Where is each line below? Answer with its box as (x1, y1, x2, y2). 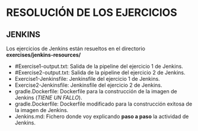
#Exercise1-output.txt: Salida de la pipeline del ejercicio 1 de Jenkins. (14, 63, 184, 70)
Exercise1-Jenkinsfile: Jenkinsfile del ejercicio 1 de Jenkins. (14, 76, 160, 82)
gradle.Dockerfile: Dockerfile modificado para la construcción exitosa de (14, 100, 193, 107)
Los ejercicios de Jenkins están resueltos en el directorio (6, 45, 145, 52)
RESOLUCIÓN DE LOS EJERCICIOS (6, 6, 178, 19)
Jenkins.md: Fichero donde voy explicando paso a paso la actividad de (14, 113, 189, 120)
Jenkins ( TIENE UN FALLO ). (14, 94, 82, 101)
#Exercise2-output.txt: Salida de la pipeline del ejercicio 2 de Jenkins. (14, 69, 186, 76)
